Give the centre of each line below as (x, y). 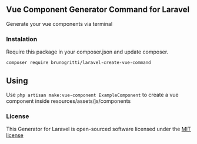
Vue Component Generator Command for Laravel (98, 10)
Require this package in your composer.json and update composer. (87, 52)
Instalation (22, 39)
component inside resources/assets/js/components (69, 101)
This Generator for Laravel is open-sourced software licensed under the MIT (98, 129)
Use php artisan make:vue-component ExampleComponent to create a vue (92, 95)
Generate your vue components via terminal (59, 24)
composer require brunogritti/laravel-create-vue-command (79, 63)
